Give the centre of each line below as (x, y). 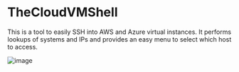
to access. (22, 47)
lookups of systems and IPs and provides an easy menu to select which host (119, 39)
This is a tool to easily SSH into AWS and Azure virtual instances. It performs (119, 32)
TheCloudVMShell (63, 12)
